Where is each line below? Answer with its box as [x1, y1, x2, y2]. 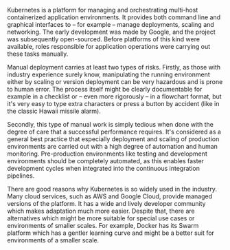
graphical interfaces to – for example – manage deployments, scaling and [7, 21, 214, 28]
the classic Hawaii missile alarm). [7, 107, 101, 115]
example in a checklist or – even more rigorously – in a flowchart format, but [7, 92, 222, 101]
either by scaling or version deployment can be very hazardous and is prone [7, 78, 223, 85]
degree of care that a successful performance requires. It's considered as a [7, 127, 222, 136]
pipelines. [7, 171, 35, 180]
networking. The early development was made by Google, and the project [7, 28, 216, 36]
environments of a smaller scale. [7, 236, 100, 244]
